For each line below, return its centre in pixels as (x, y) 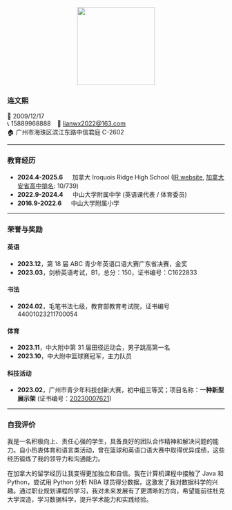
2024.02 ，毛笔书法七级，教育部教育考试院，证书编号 (94, 306)
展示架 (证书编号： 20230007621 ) (64, 398)
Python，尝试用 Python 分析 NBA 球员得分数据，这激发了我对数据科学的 (110, 482)
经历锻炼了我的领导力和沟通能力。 (56, 458)
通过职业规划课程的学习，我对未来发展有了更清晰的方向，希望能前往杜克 (122, 491)
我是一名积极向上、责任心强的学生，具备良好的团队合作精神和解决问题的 (110, 441)
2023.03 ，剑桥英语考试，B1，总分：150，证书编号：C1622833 (107, 272)
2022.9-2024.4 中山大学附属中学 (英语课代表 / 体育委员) (102, 194)
